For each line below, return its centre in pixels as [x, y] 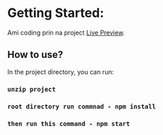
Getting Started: [56, 13]
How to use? [35, 55]
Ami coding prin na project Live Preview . [66, 33]
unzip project [32, 89]
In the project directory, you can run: [61, 71]
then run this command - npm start [69, 124]
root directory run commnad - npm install [81, 106]
